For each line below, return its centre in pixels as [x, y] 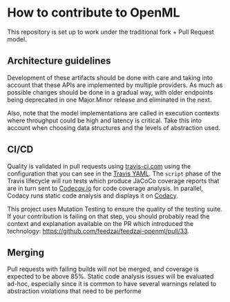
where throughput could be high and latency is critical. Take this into [105, 120]
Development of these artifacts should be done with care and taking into [110, 77]
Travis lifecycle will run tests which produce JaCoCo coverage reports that [113, 180]
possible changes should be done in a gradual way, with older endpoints [110, 92]
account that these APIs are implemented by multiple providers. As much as [115, 85]
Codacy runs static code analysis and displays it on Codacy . [93, 196]
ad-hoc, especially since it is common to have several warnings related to [112, 284]
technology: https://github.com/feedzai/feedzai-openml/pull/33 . [98, 231]
